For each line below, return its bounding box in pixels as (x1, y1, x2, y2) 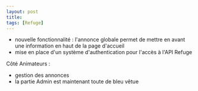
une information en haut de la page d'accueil (14, 42, 125, 49)
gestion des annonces (14, 72, 70, 79)
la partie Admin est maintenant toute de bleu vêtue (14, 78, 139, 85)
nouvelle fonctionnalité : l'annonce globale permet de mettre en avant (14, 36, 186, 43)
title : (6, 14, 23, 20)
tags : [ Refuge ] (6, 20, 44, 26)
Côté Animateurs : (6, 60, 51, 67)
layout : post (6, 8, 39, 15)
